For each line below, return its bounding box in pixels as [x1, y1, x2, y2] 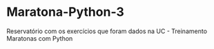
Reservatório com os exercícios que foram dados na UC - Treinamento [6, 27, 208, 35]
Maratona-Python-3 [6, 4, 125, 20]
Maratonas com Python [6, 34, 73, 42]
